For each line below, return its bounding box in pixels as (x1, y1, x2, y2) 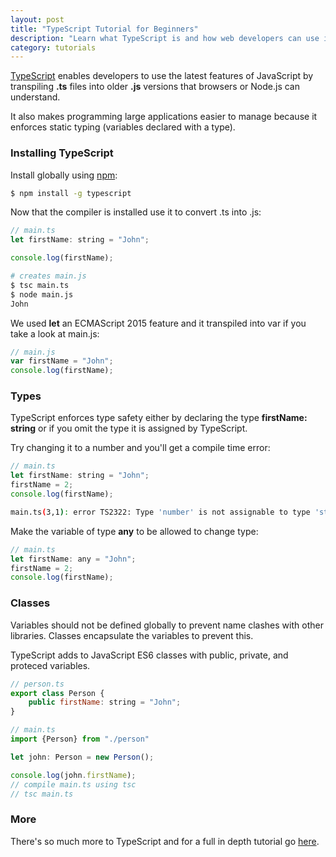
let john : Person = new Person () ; (10, 752, 155, 762)
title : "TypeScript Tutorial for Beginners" (10, 24, 199, 34)
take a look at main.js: (10, 327, 100, 340)
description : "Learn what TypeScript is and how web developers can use (10, 33, 320, 43)
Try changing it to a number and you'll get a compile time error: (10, 442, 271, 454)
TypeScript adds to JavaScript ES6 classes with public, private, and (10, 649, 289, 661)
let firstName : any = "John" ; (10, 554, 137, 564)
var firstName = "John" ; (10, 356, 114, 366)
